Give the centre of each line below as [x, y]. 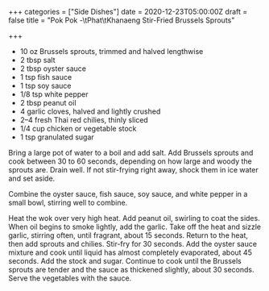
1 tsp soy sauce [46, 85]
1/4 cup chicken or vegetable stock [78, 129]
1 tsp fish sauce [46, 77]
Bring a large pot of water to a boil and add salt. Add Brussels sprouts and [131, 153]
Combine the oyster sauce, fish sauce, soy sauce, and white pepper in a [128, 194]
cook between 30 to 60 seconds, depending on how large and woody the [130, 161]
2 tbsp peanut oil [48, 103]
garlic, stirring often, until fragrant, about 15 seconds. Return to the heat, [128, 235]
